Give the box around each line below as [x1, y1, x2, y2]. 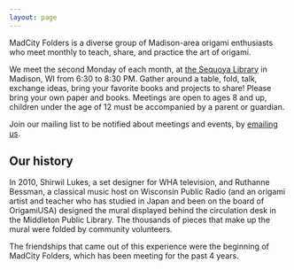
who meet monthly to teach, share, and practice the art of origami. [9, 46, 251, 58]
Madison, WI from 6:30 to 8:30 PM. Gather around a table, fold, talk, [9, 73, 258, 84]
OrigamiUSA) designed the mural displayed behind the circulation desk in [9, 205, 277, 216]
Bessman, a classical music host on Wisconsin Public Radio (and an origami [9, 187, 286, 197]
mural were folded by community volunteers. [9, 224, 173, 235]
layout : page [9, 12, 58, 22]
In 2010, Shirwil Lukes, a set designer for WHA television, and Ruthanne [9, 177, 270, 188]
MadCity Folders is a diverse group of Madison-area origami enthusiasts [9, 37, 274, 48]
